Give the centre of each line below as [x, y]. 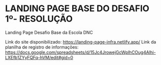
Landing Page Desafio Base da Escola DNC [49, 32]
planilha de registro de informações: [42, 47]
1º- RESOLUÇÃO [39, 19]
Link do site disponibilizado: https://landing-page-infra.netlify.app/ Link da [81, 42]
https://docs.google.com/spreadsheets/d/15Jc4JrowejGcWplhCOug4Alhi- [80, 52]
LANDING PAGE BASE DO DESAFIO [77, 9]
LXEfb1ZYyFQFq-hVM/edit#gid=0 [39, 57]
